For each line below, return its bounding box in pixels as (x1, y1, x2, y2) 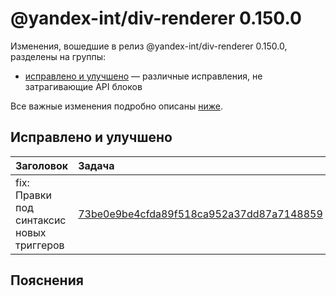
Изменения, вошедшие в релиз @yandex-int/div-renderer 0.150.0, (10, 40, 288, 52)
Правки (15, 188, 52, 202)
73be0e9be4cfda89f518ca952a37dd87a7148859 (78, 207, 323, 221)
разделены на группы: (10, 50, 107, 62)
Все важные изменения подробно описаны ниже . (10, 100, 223, 112)
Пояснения (10, 272, 84, 289)
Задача (78, 158, 115, 172)
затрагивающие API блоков (24, 80, 143, 92)
